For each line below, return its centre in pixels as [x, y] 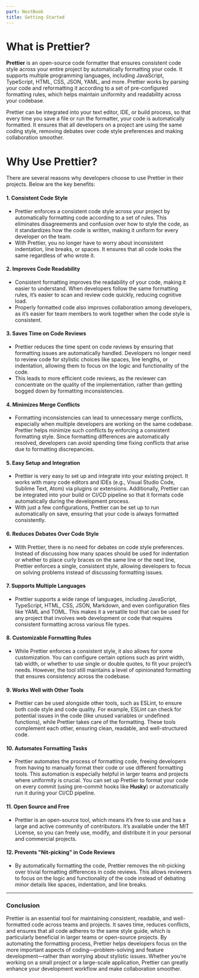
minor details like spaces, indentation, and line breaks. [81, 884]
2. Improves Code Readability [43, 269]
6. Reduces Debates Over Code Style [52, 534]
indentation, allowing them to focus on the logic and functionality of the [102, 365]
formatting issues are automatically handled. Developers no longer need [103, 353]
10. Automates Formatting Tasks [47, 748]
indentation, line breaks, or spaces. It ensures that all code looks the [98, 249]
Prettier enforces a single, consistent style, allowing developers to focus [103, 566]
